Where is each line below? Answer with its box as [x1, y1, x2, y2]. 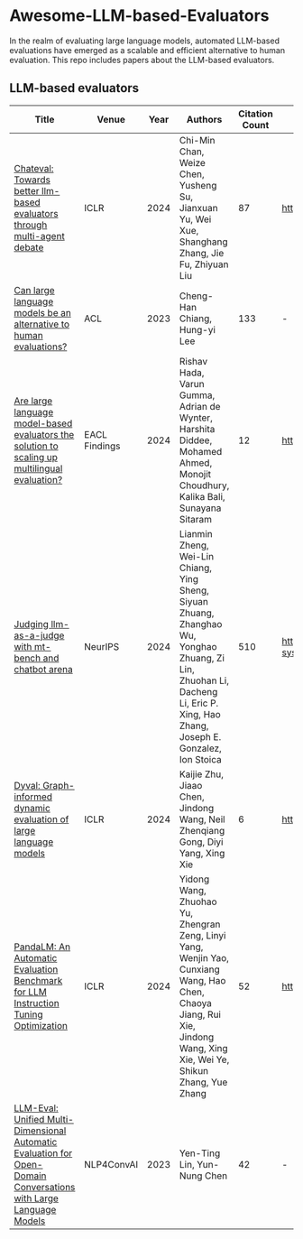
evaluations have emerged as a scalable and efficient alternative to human [9, 44, 286, 55]
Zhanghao [179, 617, 223, 630]
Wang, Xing [179, 1041, 228, 1054]
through [14, 218, 48, 231]
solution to [14, 439, 59, 452]
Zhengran [179, 918, 221, 930]
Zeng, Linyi [179, 929, 226, 941]
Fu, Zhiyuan [179, 258, 229, 271]
